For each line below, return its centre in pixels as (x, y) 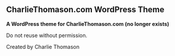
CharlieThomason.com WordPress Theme (85, 10)
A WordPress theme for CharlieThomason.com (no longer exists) (88, 24)
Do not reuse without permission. (47, 35)
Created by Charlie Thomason (43, 47)
